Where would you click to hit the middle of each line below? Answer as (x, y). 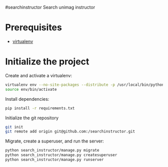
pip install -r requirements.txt (40, 108)
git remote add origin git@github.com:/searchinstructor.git (70, 132)
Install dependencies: (27, 99)
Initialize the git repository (32, 118)
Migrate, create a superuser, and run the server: (54, 141)
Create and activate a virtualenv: (39, 75)
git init (14, 127)
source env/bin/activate (31, 89)
